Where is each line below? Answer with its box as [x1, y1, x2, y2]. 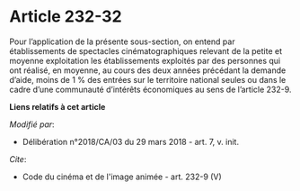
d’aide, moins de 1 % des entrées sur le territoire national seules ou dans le [9, 74, 287, 85]
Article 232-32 [9, 6, 123, 27]
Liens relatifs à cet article [9, 101, 106, 112]
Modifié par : [9, 119, 56, 130]
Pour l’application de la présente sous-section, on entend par [9, 36, 235, 47]
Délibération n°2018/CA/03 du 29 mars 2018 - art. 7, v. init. [22, 136, 240, 147]
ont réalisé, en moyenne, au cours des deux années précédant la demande [9, 65, 287, 76]
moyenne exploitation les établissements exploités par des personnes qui [9, 55, 281, 66]
